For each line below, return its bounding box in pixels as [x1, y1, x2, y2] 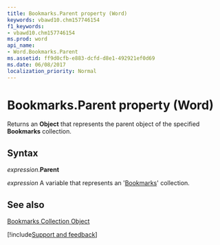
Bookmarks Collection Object [7, 217, 90, 226]
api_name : [7, 42, 36, 49]
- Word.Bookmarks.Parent [7, 49, 78, 56]
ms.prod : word [7, 36, 48, 43]
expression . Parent [7, 166, 60, 174]
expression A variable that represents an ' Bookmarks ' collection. [7, 179, 190, 187]
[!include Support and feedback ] [7, 231, 98, 239]
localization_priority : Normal [7, 67, 97, 74]
